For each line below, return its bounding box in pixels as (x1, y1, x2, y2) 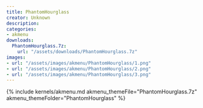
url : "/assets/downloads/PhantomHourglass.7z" (17, 49, 138, 55)
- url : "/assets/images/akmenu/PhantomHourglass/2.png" (6, 65, 151, 72)
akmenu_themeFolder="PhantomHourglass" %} (6, 95, 126, 102)
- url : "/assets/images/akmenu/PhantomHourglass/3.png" (6, 71, 151, 77)
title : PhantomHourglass (6, 9, 69, 15)
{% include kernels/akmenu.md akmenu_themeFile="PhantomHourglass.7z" (6, 88, 198, 95)
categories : (6, 26, 37, 32)
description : (6, 20, 40, 26)
